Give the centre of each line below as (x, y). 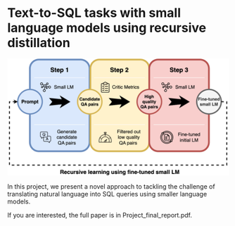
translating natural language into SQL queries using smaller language (107, 194)
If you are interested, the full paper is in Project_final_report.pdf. (100, 215)
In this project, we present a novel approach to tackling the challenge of (112, 186)
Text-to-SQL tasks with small (94, 13)
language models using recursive (107, 28)
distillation (39, 43)
